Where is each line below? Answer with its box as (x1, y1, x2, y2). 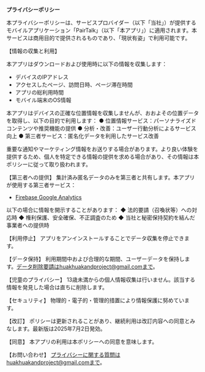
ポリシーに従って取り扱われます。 (6, 161, 92, 168)
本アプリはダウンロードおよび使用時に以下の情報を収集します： (6, 61, 167, 67)
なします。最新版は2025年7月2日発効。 (6, 325, 106, 332)
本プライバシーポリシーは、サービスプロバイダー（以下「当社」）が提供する (6, 19, 197, 26)
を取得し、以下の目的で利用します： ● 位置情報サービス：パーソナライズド (6, 117, 197, 124)
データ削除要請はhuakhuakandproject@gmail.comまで (16, 263, 153, 270)
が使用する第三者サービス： (6, 181, 76, 189)
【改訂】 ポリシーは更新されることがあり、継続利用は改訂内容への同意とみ (6, 317, 196, 324)
